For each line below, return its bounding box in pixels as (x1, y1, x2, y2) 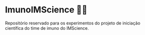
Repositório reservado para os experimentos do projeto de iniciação (5, 20, 141, 26)
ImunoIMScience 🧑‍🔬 (5, 4, 88, 15)
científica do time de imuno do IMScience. (5, 25, 89, 31)
